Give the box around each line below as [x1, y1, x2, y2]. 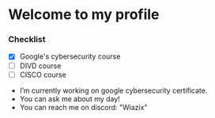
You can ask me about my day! [19, 93, 120, 104]
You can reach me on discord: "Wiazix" [19, 102, 148, 112]
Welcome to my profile [8, 6, 160, 24]
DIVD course [19, 61, 62, 70]
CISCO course [19, 70, 67, 79]
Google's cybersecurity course [19, 51, 121, 61]
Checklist [8, 34, 46, 45]
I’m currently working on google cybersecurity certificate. [19, 86, 208, 95]
